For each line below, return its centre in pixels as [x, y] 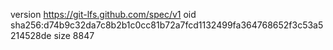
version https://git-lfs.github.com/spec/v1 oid [103, 14]
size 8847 [74, 35]
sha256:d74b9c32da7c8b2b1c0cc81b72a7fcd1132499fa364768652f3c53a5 [167, 25]
